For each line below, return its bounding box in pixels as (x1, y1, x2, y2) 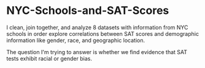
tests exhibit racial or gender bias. (6, 55, 92, 62)
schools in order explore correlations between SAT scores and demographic (6, 30, 199, 37)
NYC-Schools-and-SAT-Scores (6, 4, 169, 18)
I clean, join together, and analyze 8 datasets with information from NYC (6, 24, 188, 31)
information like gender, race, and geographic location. (6, 36, 145, 44)
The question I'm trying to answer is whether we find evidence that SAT (6, 48, 188, 55)
